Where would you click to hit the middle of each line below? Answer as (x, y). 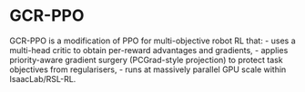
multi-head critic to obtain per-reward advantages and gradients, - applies (149, 50)
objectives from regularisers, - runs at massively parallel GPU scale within (148, 69)
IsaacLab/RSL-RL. (43, 78)
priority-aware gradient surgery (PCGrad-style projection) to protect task (147, 60)
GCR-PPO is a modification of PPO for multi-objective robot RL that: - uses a (152, 41)
